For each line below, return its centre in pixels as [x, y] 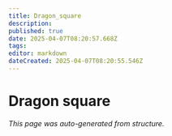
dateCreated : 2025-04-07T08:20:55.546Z [76, 62]
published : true [36, 31]
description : [30, 23]
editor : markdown [38, 53]
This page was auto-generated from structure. [86, 123]
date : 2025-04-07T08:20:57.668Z [63, 38]
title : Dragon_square [45, 16]
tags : [17, 46]
